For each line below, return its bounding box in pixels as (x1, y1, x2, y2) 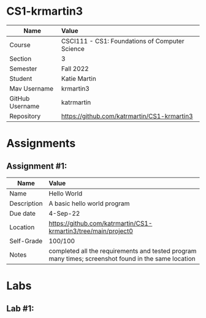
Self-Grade (9, 237, 43, 245)
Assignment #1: (6, 161, 67, 171)
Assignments (6, 137, 76, 151)
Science (61, 44, 85, 53)
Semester (9, 64, 37, 73)
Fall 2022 (61, 64, 89, 73)
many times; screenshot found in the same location (48, 254, 196, 263)
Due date (9, 209, 36, 218)
